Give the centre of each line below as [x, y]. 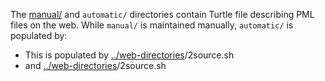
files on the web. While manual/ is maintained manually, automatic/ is [152, 25]
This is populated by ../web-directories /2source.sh [129, 55]
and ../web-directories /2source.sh [95, 65]
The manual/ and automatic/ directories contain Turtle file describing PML [162, 14]
